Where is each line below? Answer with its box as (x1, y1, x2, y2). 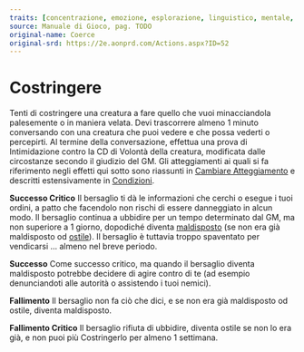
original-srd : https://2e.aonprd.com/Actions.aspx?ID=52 (9, 38, 230, 48)
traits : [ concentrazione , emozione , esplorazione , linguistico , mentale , (9, 13, 295, 23)
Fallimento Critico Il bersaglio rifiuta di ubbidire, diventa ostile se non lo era (9, 323, 292, 334)
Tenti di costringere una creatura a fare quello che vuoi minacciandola (9, 108, 271, 119)
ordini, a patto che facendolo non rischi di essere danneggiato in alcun (9, 202, 273, 213)
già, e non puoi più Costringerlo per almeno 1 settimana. (9, 332, 219, 343)
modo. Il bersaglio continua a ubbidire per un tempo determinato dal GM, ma (9, 212, 295, 223)
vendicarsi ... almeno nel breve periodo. (9, 241, 158, 252)
